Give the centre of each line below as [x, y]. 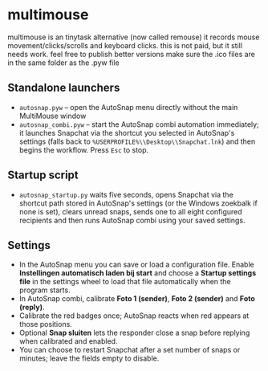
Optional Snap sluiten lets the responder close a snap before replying [134, 333]
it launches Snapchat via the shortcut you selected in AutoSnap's [127, 132]
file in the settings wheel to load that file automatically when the [125, 282]
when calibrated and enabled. [68, 341]
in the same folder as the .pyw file [63, 63]
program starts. [45, 290]
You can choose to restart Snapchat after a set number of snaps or [130, 350]
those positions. [46, 324]
